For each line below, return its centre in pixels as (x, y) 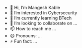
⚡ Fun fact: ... (23, 41)
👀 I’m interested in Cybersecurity (43, 13)
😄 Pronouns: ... (26, 36)
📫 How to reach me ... (33, 29)
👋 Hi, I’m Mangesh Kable (35, 8)
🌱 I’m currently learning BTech (41, 18)
